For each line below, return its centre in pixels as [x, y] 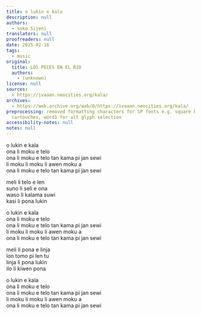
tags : [13, 51]
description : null [29, 17]
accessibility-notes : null [40, 123]
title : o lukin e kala [34, 12]
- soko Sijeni [29, 28]
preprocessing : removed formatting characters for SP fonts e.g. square [99, 112]
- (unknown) [32, 78]
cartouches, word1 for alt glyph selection [66, 117]
